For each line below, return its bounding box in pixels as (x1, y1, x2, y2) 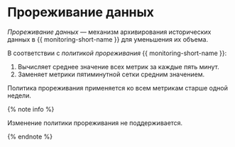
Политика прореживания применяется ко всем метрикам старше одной (7, 83, 229, 92)
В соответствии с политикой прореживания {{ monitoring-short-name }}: (7, 49, 227, 57)
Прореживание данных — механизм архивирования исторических (7, 28, 212, 36)
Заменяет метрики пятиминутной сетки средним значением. (17, 70, 204, 78)
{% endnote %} (7, 132, 53, 141)
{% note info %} (7, 105, 55, 113)
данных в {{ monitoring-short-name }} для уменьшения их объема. (7, 35, 208, 43)
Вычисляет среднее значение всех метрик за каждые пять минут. (17, 62, 219, 71)
